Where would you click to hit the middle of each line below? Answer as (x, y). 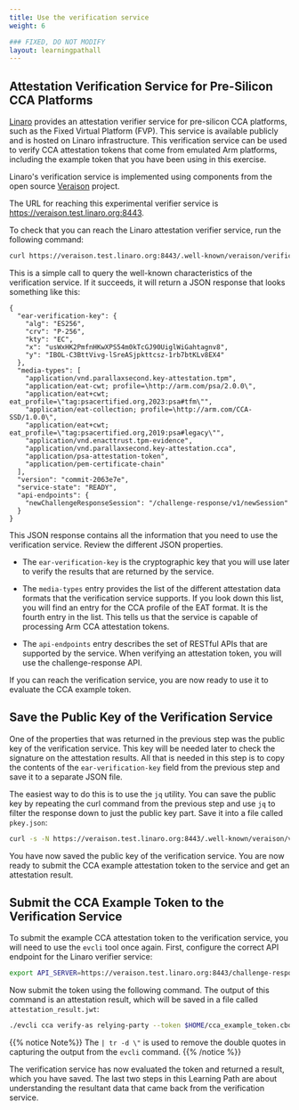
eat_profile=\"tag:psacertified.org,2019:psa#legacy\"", (117, 433)
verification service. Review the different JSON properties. (116, 544)
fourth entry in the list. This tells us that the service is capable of (140, 616)
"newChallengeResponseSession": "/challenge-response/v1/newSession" (157, 503)
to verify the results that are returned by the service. (118, 571)
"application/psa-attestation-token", (97, 456)
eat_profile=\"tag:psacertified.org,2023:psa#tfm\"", (111, 402)
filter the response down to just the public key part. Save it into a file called (146, 812)
